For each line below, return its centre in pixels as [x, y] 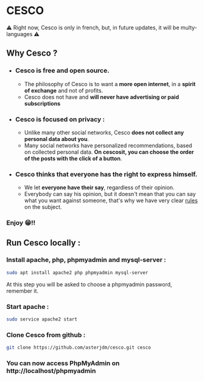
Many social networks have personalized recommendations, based [108, 145]
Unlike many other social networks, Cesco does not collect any [104, 132]
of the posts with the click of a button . [73, 158]
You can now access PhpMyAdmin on [63, 363]
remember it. [22, 291]
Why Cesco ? [32, 53]
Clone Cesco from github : [46, 335]
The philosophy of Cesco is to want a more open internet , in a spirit [110, 84]
